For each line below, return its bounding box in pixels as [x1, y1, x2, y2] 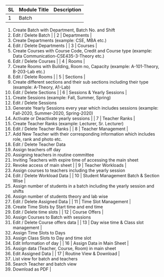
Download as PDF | [12, 266, 52, 272]
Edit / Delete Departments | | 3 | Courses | [12, 43, 97, 48]
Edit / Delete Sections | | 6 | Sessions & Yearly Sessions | [12, 90, 127, 95]
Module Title [19, 6, 49, 13]
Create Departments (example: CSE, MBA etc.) [12, 38, 107, 43]
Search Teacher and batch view [12, 261, 77, 267]
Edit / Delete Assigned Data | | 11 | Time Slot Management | [12, 199, 131, 205]
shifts [12, 188, 24, 194]
